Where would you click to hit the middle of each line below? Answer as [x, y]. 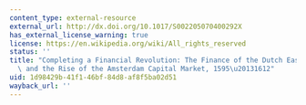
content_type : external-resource [73, 18]
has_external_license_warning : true [79, 35]
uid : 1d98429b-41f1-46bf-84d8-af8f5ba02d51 [93, 78]
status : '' [30, 52]
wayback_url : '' [40, 86]
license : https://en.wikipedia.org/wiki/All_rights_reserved [128, 43]
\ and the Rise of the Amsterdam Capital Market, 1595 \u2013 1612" [146, 69]
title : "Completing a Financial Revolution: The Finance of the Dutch [146, 60]
